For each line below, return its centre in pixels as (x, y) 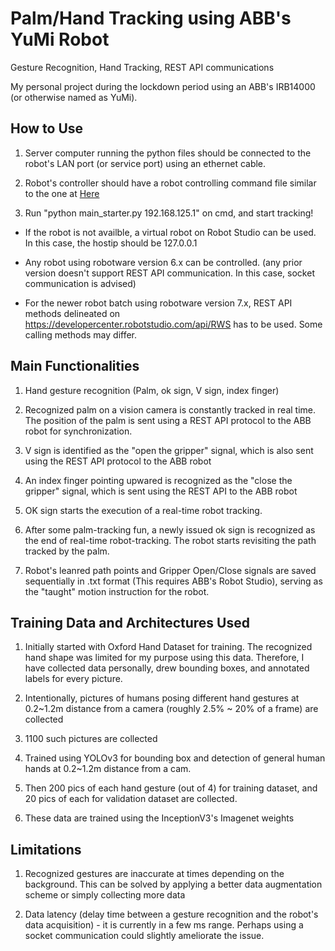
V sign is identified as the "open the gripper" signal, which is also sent (169, 450)
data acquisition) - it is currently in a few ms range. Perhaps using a (164, 925)
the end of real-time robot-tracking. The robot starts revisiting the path (170, 540)
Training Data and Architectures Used (130, 622)
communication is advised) (80, 283)
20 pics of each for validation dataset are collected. (131, 799)
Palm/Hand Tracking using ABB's (151, 18)
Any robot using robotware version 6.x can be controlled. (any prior (163, 262)
